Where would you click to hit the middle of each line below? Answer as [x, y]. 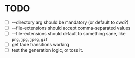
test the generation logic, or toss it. [48, 50]
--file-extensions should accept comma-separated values [71, 28]
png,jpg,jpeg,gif [30, 40]
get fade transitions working [41, 45]
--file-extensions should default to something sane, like [68, 34]
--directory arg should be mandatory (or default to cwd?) [70, 22]
